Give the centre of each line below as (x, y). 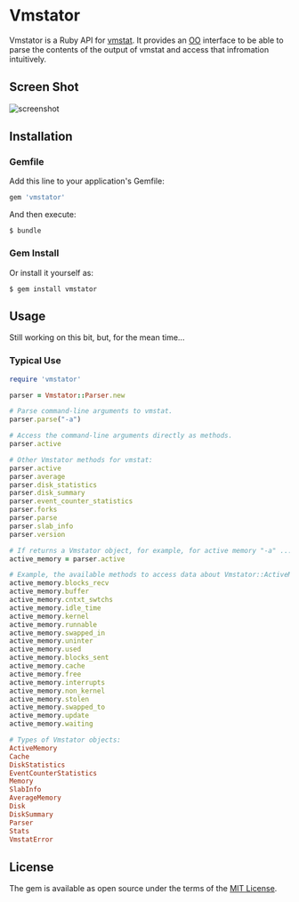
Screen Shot (44, 87)
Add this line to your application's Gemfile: (87, 181)
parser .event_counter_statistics (71, 501)
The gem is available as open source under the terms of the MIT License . (143, 889)
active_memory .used (45, 650)
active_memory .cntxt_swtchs (61, 600)
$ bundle (25, 231)
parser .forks (33, 510)
